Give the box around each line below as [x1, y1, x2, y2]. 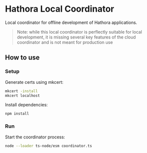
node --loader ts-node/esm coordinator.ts [5, 143, 92, 148]
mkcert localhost [5, 93, 40, 98]
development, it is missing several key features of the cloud [16, 34, 136, 40]
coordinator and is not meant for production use [16, 39, 113, 45]
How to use [5, 54, 40, 62]
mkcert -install [5, 89, 38, 94]
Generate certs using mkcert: [5, 79, 64, 85]
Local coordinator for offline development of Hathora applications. [5, 19, 137, 25]
